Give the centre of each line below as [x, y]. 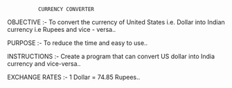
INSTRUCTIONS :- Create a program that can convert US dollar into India [111, 56]
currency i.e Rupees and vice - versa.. [62, 29]
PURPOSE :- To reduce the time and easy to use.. [78, 43]
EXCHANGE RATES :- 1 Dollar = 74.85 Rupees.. [74, 77]
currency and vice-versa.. [44, 64]
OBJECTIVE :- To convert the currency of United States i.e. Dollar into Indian [116, 22]
